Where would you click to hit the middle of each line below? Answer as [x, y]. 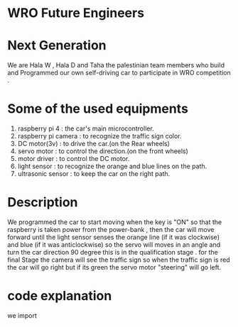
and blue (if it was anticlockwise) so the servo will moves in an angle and [114, 245]
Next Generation [57, 46]
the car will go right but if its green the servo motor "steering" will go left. [114, 267]
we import [22, 315]
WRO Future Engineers [76, 13]
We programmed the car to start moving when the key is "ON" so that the [115, 222]
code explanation [60, 296]
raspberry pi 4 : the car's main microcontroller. [86, 128]
